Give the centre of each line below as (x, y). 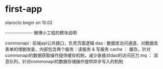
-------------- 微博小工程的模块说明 (41, 32)
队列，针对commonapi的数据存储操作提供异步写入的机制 (66, 61)
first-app (24, 9)
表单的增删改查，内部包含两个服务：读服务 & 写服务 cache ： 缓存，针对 (78, 49)
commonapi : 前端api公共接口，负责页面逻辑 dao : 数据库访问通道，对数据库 (81, 43)
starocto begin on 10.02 (29, 23)
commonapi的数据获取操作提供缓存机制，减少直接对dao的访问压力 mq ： (79, 55)
